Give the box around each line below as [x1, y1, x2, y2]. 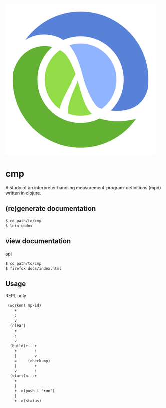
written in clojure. [5, 190, 41, 196]
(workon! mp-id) [7, 303, 42, 308]
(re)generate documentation [5, 204, 96, 213]
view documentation [5, 237, 71, 246]
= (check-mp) [14, 359, 51, 364]
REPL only [5, 293, 27, 299]
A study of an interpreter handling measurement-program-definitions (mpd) [5, 184, 161, 190]
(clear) [10, 323, 26, 329]
